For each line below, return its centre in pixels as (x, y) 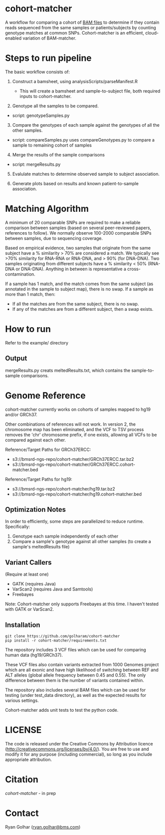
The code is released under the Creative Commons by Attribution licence (79, 743)
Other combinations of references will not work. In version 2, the (70, 424)
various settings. (22, 700)
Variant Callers (28, 562)
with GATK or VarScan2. (30, 609)
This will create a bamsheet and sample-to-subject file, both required (90, 91)
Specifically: (18, 527)
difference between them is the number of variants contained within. (75, 680)
